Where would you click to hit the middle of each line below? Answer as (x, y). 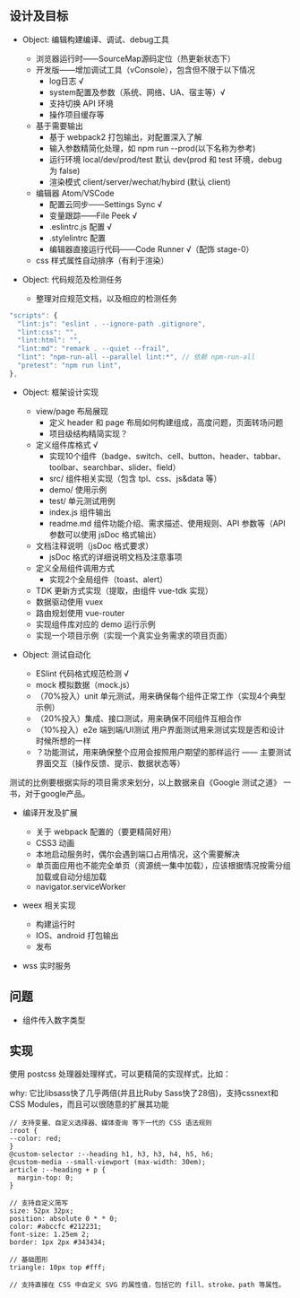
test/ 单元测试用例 (82, 501)
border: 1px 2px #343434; (57, 1242)
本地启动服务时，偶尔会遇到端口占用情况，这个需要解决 (137, 854)
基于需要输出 (59, 126)
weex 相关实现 (49, 905)
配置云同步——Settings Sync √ (106, 204)
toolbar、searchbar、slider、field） (115, 467)
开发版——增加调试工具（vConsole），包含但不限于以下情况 (145, 69)
